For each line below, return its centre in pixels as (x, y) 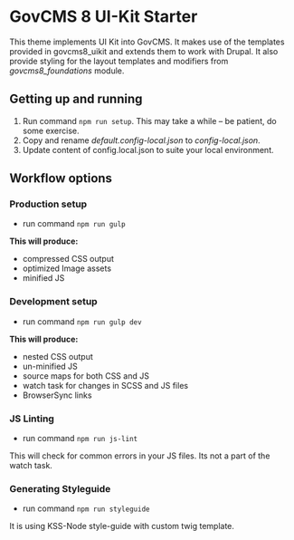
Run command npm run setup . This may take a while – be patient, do (150, 121)
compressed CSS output (68, 259)
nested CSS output (57, 356)
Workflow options (61, 178)
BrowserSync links (57, 395)
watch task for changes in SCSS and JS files (105, 385)
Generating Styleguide (60, 488)
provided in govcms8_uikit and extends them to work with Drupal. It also (144, 51)
